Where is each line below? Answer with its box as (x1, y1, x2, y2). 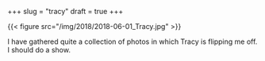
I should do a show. (7, 45, 71, 54)
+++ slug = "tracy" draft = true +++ (7, 7, 124, 16)
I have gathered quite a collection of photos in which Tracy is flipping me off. (7, 37, 258, 46)
